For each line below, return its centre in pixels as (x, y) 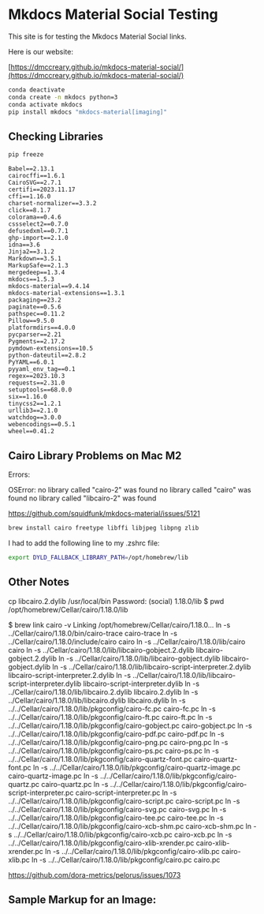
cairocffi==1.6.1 (37, 176)
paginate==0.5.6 (35, 307)
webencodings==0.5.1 (42, 425)
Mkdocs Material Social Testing (113, 15)
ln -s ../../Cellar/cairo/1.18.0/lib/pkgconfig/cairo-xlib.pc (132, 851)
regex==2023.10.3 (37, 376)
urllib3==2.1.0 (33, 411)
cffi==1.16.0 (30, 197)
